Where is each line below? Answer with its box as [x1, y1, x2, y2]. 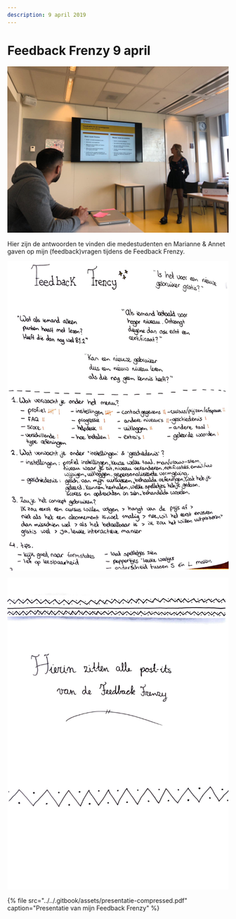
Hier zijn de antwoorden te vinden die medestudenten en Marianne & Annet [7, 239, 225, 248]
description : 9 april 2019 [7, 11, 86, 18]
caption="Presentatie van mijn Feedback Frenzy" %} [7, 904, 160, 912]
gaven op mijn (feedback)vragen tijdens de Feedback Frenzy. [7, 247, 185, 255]
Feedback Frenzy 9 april [7, 42, 151, 58]
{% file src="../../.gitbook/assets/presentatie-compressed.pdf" [7, 896, 188, 904]
